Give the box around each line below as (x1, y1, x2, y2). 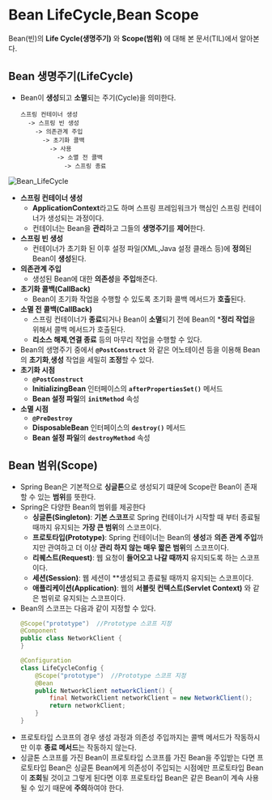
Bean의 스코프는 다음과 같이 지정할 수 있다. (19, 603, 156, 613)
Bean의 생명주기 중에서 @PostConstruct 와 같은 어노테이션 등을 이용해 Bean (19, 344, 261, 354)
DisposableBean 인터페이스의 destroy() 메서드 (32, 423, 186, 432)
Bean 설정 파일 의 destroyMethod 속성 (32, 432, 151, 442)
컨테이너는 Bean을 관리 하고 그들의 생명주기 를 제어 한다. (32, 223, 206, 232)
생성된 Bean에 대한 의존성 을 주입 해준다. (32, 274, 158, 283)
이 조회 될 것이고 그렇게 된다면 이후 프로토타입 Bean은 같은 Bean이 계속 (19, 772, 244, 782)
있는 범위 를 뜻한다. (37, 491, 96, 501)
